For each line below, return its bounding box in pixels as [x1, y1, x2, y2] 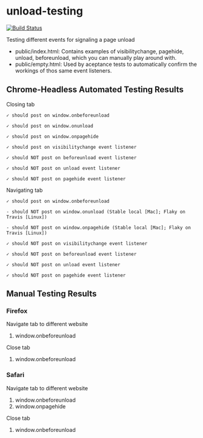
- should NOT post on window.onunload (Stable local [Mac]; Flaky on [6, 209, 186, 215]
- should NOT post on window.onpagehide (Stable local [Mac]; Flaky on [6, 224, 191, 230]
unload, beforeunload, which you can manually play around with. [15, 54, 177, 61]
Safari [6, 371, 25, 379]
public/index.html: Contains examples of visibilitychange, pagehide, [15, 47, 184, 55]
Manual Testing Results [6, 289, 97, 299]
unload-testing [6, 4, 84, 18]
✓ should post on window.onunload [6, 123, 94, 129]
